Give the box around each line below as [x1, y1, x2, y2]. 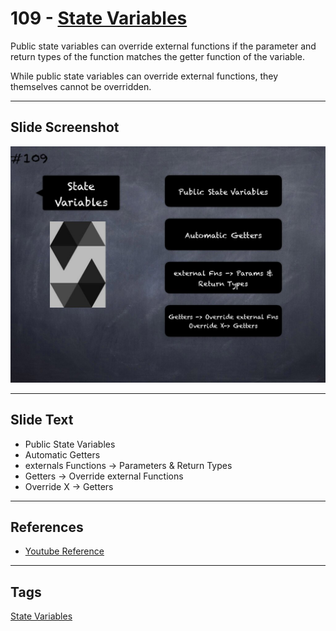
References [10, 518, 84, 536]
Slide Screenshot [10, 119, 120, 136]
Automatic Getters [24, 448, 101, 461]
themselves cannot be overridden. [10, 80, 152, 92]
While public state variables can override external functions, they [10, 70, 279, 82]
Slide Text [10, 412, 74, 429]
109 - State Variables [10, 7, 188, 30]
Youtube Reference [24, 545, 105, 557]
